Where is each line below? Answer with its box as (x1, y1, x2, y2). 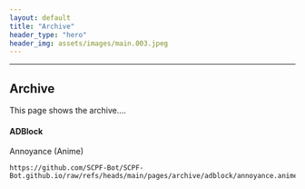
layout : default (9, 13, 71, 23)
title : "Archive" (9, 22, 75, 31)
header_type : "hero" (9, 30, 88, 39)
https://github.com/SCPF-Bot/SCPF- (9, 164, 144, 173)
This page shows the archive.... (9, 105, 127, 116)
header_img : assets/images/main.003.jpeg (9, 38, 169, 48)
